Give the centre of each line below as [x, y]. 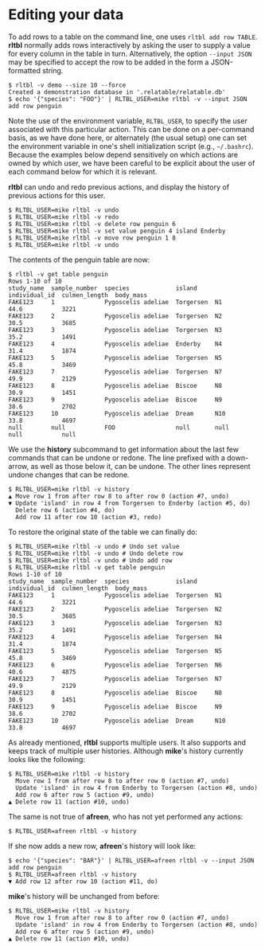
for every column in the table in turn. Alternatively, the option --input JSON [130, 53]
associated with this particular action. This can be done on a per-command [131, 129]
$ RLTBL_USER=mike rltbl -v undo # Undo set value [94, 546]
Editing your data [66, 15]
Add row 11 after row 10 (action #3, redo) [88, 517]
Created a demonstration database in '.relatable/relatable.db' [117, 92]
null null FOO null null [119, 428]
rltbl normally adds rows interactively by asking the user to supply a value [129, 45]
